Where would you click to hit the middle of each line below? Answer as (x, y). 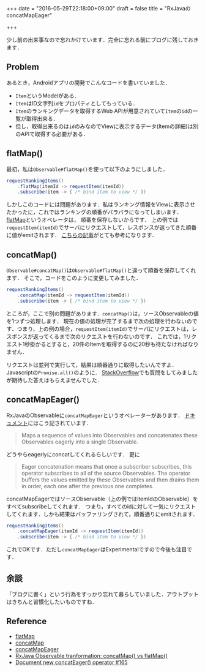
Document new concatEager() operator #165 (71, 662)
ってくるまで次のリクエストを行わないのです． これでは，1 (112, 336)
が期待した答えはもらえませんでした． (54, 380)
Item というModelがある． (47, 96)
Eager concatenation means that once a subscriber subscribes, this (106, 466)
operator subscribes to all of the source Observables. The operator (106, 473)
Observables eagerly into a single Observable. (80, 442)
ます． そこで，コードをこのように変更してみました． (74, 278)
